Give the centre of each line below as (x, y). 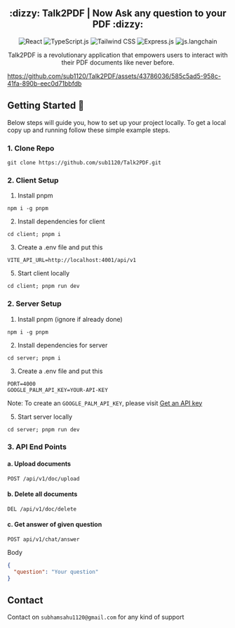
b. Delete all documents (42, 494)
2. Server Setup (34, 304)
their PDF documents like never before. (118, 62)
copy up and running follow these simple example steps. (89, 130)
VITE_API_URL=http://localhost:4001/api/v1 (72, 261)
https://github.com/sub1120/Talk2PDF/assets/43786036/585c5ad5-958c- (114, 76)
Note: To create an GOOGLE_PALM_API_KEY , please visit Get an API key (105, 403)
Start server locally (45, 417)
